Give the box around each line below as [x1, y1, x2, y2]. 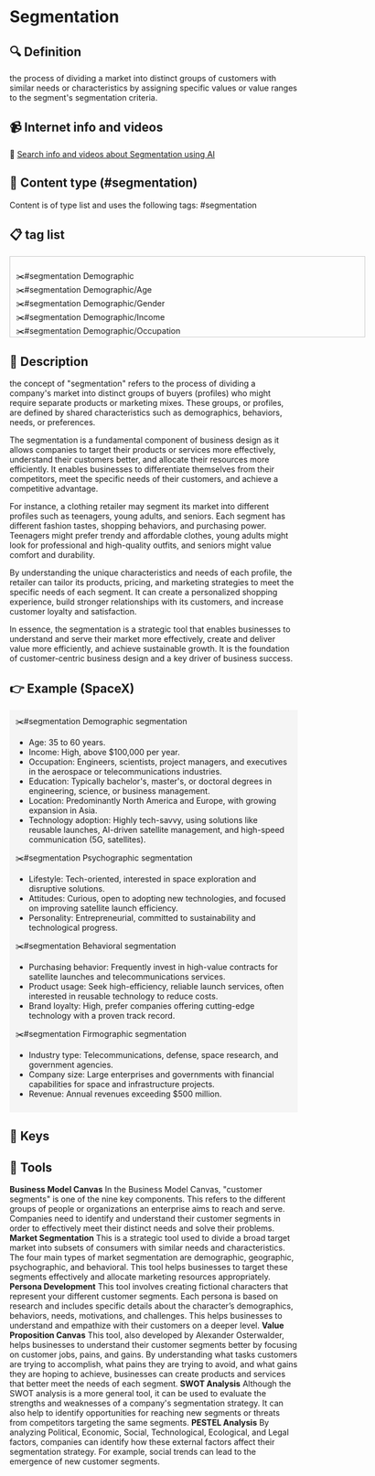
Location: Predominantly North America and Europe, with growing [28, 796, 277, 807]
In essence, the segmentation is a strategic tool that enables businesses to [9, 624, 291, 635]
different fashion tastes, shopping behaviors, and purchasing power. [9, 520, 267, 531]
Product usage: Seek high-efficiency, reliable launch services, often [28, 981, 284, 992]
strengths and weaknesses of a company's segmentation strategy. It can [9, 1397, 284, 1409]
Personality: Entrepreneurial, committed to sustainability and [28, 913, 256, 924]
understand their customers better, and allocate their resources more [9, 455, 270, 465]
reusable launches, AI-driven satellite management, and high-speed [28, 825, 285, 836]
